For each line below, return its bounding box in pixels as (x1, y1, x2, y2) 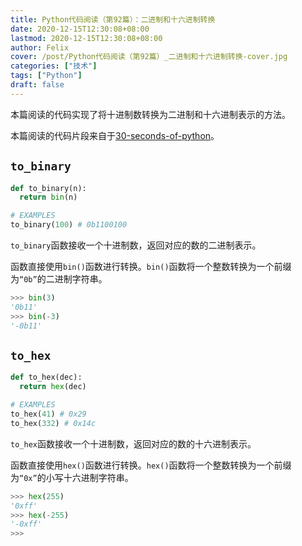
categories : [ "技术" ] (10, 61, 98, 71)
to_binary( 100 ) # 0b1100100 (10, 220, 128, 230)
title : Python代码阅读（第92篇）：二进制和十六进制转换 (10, 14, 216, 25)
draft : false (10, 80, 65, 90)
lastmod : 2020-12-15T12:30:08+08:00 (10, 33, 163, 43)
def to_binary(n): (10, 183, 87, 193)
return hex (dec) (19, 382, 87, 392)
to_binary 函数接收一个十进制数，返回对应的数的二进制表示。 (10, 239, 262, 251)
